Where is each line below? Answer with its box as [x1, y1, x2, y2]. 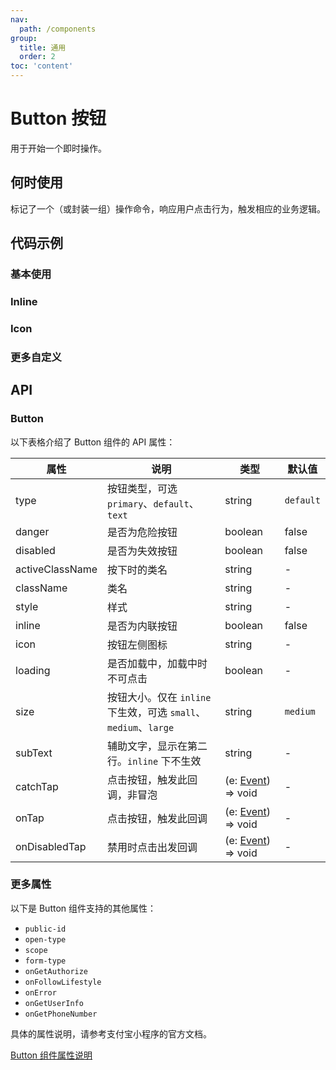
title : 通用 [19, 42, 67, 53]
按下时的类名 [107, 562, 168, 576]
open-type [24, 934, 67, 945]
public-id [24, 924, 67, 934]
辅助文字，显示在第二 [107, 739, 208, 753]
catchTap [15, 779, 59, 793]
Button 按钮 [10, 107, 107, 130]
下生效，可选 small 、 [107, 705, 207, 719]
